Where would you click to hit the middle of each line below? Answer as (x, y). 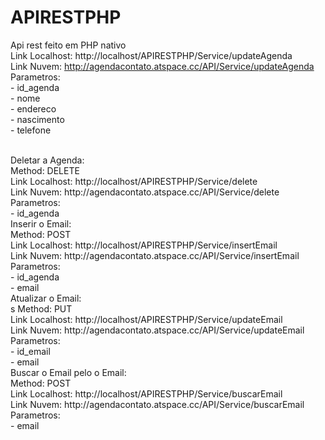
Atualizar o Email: (46, 298)
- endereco (33, 108)
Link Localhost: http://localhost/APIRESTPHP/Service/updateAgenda (151, 55)
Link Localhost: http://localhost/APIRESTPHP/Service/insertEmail (144, 245)
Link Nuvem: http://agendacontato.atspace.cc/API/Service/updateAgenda (162, 66)
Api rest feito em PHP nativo (68, 45)
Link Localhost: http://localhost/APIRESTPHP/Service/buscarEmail (146, 393)
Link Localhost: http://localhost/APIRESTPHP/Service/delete (134, 181)
